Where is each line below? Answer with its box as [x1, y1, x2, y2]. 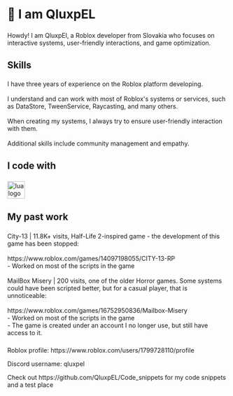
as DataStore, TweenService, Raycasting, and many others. [7, 102, 178, 111]
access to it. [7, 329, 43, 337]
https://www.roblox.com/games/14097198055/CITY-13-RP [7, 255, 176, 263]
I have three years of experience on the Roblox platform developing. [7, 80, 204, 88]
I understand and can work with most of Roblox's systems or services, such [7, 94, 226, 104]
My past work [7, 211, 69, 223]
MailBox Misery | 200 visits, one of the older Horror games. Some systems [7, 276, 223, 285]
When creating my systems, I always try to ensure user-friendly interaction [7, 117, 223, 125]
